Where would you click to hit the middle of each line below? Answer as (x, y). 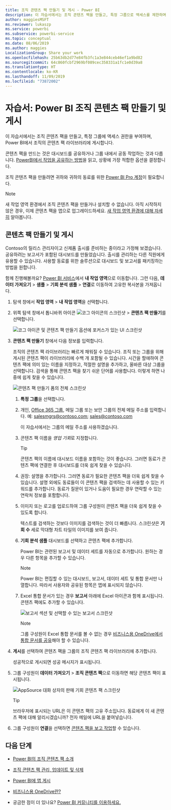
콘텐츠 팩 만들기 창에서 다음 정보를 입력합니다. (58, 341)
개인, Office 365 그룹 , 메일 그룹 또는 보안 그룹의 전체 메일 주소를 (84, 410)
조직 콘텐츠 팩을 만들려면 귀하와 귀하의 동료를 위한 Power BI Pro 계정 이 (76, 177)
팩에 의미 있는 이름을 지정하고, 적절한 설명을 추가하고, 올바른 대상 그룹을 (94, 364)
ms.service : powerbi (27, 29)
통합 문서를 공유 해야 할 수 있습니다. (55, 640)
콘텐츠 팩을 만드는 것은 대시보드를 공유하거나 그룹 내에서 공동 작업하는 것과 (80, 153)
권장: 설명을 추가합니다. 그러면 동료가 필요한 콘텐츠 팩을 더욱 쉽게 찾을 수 (92, 476)
